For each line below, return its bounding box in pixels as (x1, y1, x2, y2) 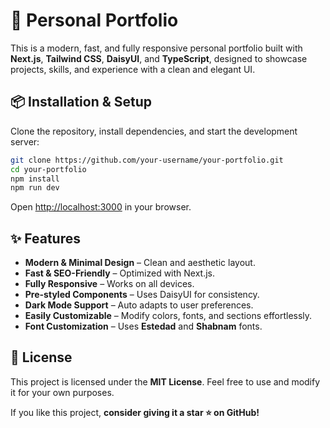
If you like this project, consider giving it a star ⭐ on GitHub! (10, 406, 260, 418)
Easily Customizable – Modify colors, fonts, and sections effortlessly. (24, 310, 313, 322)
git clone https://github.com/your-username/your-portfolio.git (10, 155, 284, 165)
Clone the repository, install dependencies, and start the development (10, 125, 298, 137)
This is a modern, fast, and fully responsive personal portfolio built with (10, 42, 303, 54)
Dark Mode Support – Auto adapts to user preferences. (24, 299, 254, 311)
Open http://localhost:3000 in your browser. (10, 201, 192, 213)
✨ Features (10, 230, 81, 247)
